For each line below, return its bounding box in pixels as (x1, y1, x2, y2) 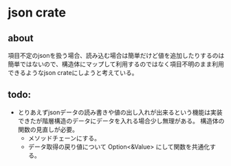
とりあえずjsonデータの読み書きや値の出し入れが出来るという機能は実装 (17, 108, 223, 116)
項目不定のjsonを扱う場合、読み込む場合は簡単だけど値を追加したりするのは (8, 52, 225, 59)
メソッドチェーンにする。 (27, 134, 101, 142)
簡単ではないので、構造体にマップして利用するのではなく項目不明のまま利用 (8, 60, 225, 68)
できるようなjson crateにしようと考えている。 (8, 69, 138, 76)
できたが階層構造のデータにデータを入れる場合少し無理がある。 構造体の (17, 116, 225, 125)
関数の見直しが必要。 (17, 125, 78, 134)
